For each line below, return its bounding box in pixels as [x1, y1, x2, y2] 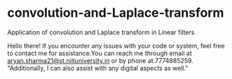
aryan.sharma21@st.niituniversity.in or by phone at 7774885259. [7, 56, 194, 64]
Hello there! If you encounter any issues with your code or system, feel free [7, 41, 226, 50]
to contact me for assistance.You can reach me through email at [7, 49, 192, 57]
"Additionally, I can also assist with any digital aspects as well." [7, 64, 189, 72]
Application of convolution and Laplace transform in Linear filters [7, 28, 195, 36]
